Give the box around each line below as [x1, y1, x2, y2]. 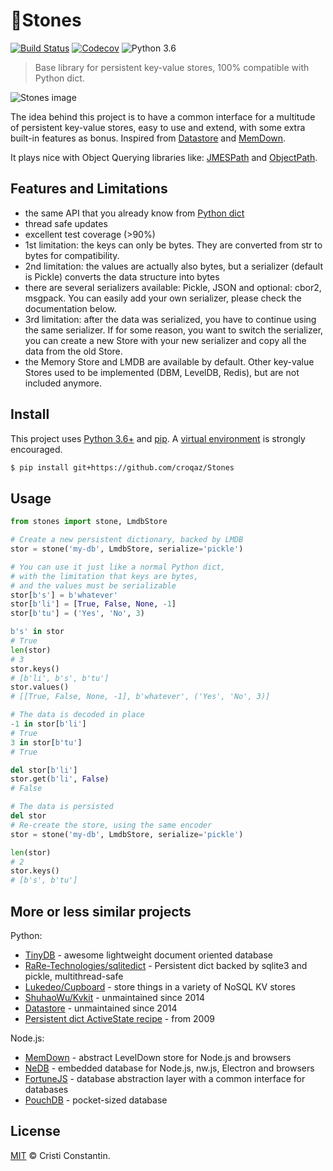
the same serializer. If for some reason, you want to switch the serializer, [24, 324, 324, 336]
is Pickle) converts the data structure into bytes [24, 270, 220, 283]
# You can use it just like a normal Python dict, [10, 562, 226, 572]
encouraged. [10, 443, 63, 455]
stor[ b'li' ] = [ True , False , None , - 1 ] [10, 599, 177, 609]
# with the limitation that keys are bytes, [10, 571, 199, 581]
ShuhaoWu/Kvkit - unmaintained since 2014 [24, 991, 206, 1003]
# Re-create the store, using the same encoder [10, 820, 213, 830]
